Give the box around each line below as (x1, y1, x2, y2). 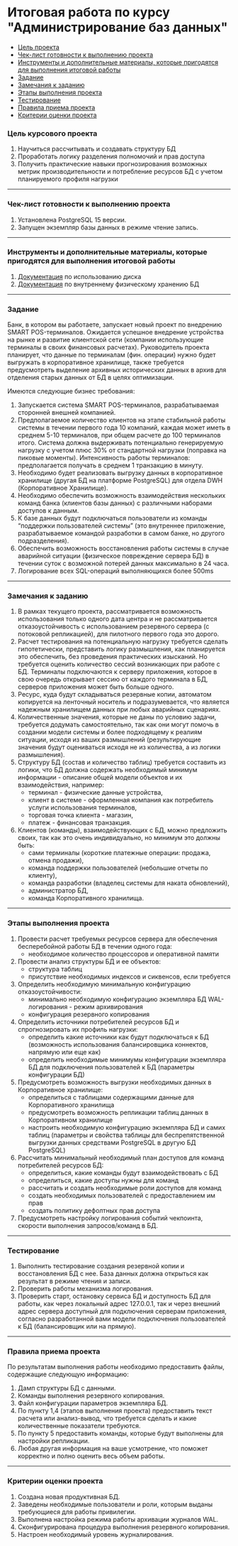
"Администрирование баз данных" (7, 19, 228, 36)
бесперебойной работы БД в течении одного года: (17, 942, 172, 950)
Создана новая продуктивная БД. (17, 1492, 120, 1501)
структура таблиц (28, 964, 83, 973)
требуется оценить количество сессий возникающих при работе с (17, 660, 221, 668)
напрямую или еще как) (28, 1047, 101, 1056)
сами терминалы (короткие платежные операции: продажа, (28, 849, 211, 857)
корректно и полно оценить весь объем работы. (17, 1452, 165, 1460)
